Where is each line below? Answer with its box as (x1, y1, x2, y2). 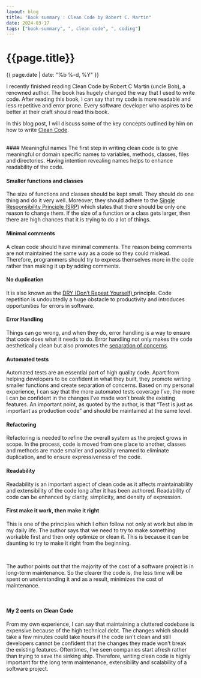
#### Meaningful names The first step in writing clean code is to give (6, 145, 178, 152)
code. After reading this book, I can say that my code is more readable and (6, 95, 191, 103)
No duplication (6, 276, 44, 283)
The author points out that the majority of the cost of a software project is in (6, 562, 194, 570)
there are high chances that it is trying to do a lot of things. (6, 216, 151, 223)
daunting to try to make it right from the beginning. (6, 539, 131, 547)
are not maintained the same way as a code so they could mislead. (6, 250, 171, 257)
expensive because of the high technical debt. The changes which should (6, 627, 189, 634)
